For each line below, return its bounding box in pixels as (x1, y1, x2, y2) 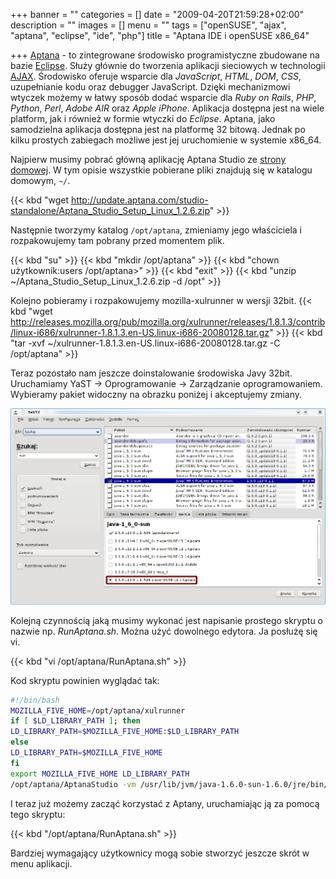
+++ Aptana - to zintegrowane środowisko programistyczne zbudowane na (10, 49, 320, 61)
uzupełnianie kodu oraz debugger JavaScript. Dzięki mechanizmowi (10, 81, 291, 93)
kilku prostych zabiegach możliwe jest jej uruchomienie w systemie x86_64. (10, 134, 322, 146)
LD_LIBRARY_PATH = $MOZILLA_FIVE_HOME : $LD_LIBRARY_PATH (10, 727, 240, 737)
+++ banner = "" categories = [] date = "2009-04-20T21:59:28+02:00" (10, 9, 305, 20)
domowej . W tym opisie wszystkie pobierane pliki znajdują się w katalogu (10, 164, 313, 176)
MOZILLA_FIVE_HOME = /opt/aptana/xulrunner (10, 705, 186, 716)
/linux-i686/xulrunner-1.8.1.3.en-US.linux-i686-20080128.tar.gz (10, 327, 270, 338)
